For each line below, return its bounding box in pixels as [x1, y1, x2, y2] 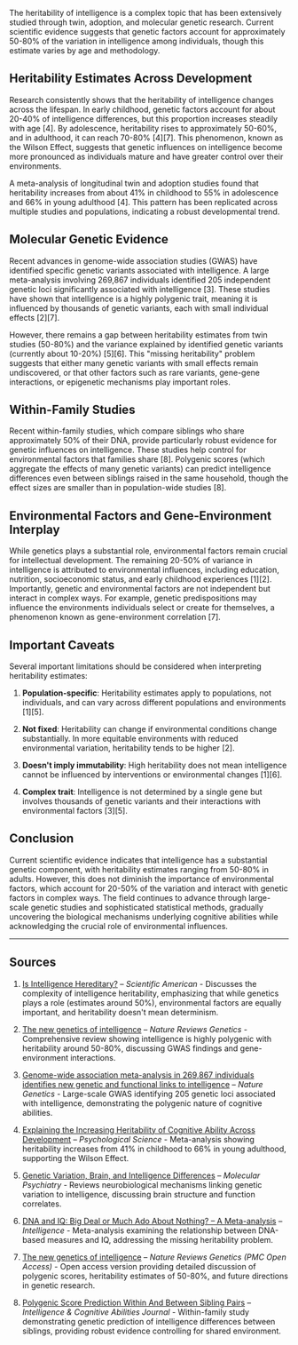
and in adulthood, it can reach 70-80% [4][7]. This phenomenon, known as [9, 132, 284, 143]
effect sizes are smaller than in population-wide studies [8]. [9, 482, 227, 493]
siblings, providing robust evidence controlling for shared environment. [21, 1325, 282, 1336]
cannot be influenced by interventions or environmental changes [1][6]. [21, 769, 283, 780]
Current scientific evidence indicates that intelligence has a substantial [9, 855, 268, 865]
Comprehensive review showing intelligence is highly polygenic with [21, 1033, 272, 1044]
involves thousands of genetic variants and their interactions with [21, 796, 262, 807]
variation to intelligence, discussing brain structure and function [21, 1189, 255, 1199]
